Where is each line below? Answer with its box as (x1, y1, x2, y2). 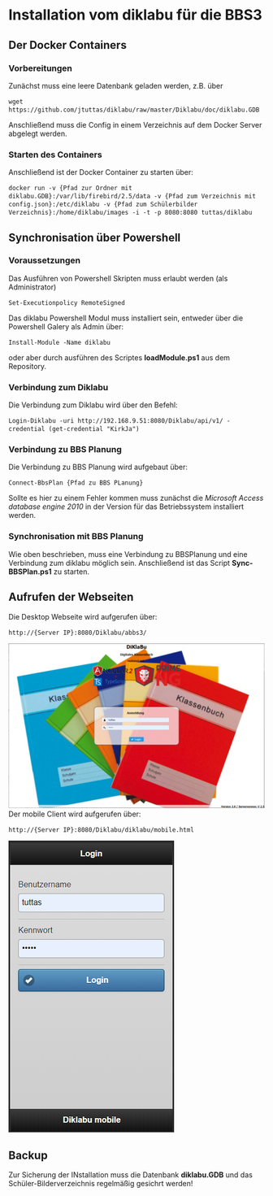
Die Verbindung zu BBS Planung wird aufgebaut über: (8, 462, 188, 472)
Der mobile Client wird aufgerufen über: (8, 809, 141, 819)
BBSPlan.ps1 (8, 567, 52, 576)
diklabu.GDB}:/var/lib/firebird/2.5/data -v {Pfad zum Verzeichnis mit (8, 193, 256, 201)
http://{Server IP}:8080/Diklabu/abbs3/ (8, 628, 148, 637)
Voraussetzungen (8, 254, 81, 266)
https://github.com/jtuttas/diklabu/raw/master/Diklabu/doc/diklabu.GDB (8, 106, 260, 114)
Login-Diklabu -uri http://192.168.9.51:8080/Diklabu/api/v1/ (8, 417, 223, 425)
